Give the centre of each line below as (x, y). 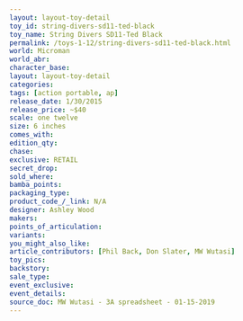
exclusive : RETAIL (44, 160)
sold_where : (31, 176)
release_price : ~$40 (48, 110)
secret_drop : (34, 168)
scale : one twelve (44, 118)
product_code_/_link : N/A (58, 202)
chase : (22, 151)
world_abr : (30, 59)
